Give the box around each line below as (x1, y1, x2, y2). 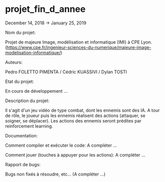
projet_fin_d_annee (5, 3, 86, 15)
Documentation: (5, 132, 38, 138)
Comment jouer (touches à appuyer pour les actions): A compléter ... (5, 152, 146, 158)
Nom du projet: (5, 29, 36, 35)
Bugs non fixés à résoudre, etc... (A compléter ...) (5, 171, 106, 177)
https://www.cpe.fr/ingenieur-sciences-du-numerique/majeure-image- (6, 44, 152, 50)
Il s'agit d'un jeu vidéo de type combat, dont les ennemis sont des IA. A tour (5, 107, 160, 113)
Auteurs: (5, 59, 23, 65)
